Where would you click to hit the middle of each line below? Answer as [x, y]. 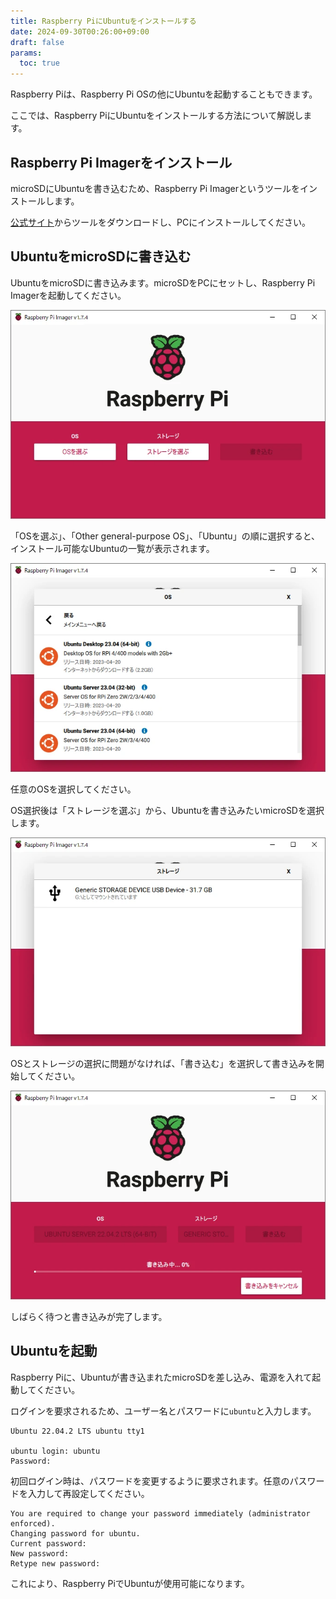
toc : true [39, 63]
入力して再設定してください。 [88, 1493]
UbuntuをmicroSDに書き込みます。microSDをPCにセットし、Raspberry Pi [163, 282]
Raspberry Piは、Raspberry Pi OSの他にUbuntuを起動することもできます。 [164, 94]
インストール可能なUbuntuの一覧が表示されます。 [112, 548]
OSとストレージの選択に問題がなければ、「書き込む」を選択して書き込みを [163, 1063]
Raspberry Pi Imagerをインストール [121, 162]
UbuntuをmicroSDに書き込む [101, 256]
